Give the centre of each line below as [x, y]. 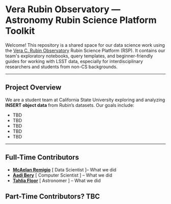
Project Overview [33, 88]
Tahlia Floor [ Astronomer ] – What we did [56, 180]
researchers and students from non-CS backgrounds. [62, 67]
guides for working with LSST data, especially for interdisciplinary [74, 61]
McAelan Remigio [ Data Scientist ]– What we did [64, 169]
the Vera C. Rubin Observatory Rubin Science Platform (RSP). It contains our [85, 50]
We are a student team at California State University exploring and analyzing [85, 100]
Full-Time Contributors [42, 157]
